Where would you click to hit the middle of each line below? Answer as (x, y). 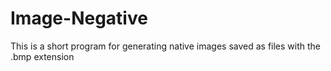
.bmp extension (42, 56)
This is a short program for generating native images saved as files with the (166, 46)
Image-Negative (79, 18)
